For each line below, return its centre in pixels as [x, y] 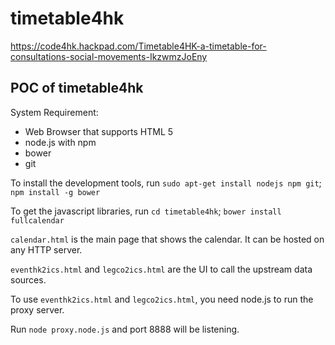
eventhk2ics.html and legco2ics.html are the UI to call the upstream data [161, 269]
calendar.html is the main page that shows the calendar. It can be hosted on [167, 239]
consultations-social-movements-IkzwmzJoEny [109, 56]
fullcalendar [37, 220]
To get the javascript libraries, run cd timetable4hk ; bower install [146, 211]
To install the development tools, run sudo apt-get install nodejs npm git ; [166, 183]
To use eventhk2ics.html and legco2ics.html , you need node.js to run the [162, 299]
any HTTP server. [46, 249]
